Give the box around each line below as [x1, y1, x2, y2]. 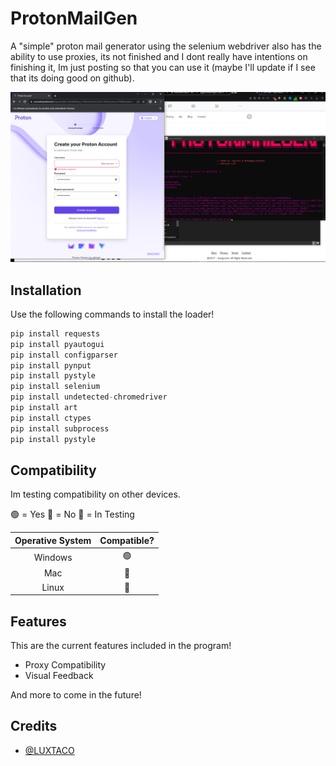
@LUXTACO [24, 744, 75, 756]
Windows [33, 551, 73, 563]
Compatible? [99, 534, 155, 546]
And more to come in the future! [10, 688, 142, 701]
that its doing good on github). [10, 72, 135, 84]
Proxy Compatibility [24, 658, 107, 671]
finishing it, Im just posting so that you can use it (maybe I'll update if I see [10, 61, 316, 73]
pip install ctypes [10, 413, 92, 423]
